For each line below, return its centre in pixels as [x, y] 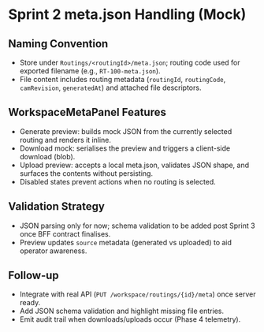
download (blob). [47, 156]
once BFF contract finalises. [65, 233]
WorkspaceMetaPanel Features [87, 112]
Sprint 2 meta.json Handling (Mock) [127, 15]
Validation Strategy [56, 207]
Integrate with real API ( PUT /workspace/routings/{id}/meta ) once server [138, 294]
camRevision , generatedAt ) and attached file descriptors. [110, 88]
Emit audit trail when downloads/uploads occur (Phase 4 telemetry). [130, 319]
